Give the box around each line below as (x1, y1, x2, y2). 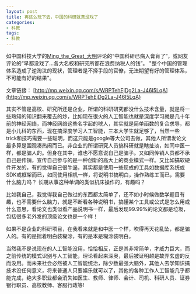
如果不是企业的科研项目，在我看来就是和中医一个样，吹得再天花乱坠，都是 (6, 226, 185, 232)
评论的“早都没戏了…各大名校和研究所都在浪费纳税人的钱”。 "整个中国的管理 (6, 60, 188, 67)
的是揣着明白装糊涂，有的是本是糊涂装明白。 (26, 233, 134, 240)
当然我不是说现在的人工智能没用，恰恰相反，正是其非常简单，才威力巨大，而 (6, 245, 190, 252)
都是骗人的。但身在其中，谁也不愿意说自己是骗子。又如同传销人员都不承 (16, 150, 190, 156)
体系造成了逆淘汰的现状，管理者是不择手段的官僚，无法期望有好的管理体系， (6, 67, 190, 74)
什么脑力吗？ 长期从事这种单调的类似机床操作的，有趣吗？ (6, 179, 146, 185)
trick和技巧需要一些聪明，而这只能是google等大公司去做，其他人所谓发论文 (6, 135, 187, 141)
